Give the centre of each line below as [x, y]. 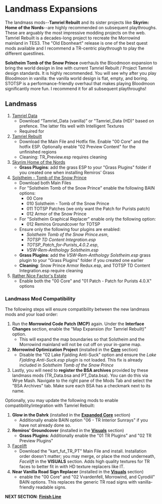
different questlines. [25, 53]
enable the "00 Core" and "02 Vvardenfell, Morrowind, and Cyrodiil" [87, 477]
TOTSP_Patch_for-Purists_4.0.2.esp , [63, 244]
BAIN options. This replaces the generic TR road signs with [78, 482]
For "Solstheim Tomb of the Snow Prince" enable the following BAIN [87, 188]
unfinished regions [38, 152]
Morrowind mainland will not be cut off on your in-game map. [80, 345]
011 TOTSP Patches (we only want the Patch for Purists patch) [88, 209]
